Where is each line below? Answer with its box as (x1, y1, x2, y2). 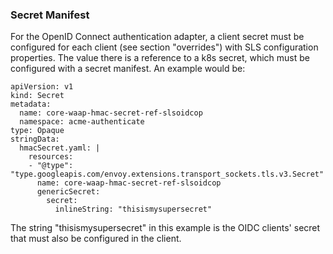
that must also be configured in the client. (10, 233, 182, 245)
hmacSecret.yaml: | (19, 143, 101, 153)
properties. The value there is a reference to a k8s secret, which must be (10, 52, 311, 64)
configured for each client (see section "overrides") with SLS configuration (10, 41, 319, 53)
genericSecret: (36, 187, 101, 197)
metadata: (10, 99, 52, 110)
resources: (28, 152, 74, 162)
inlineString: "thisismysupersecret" (54, 204, 213, 215)
